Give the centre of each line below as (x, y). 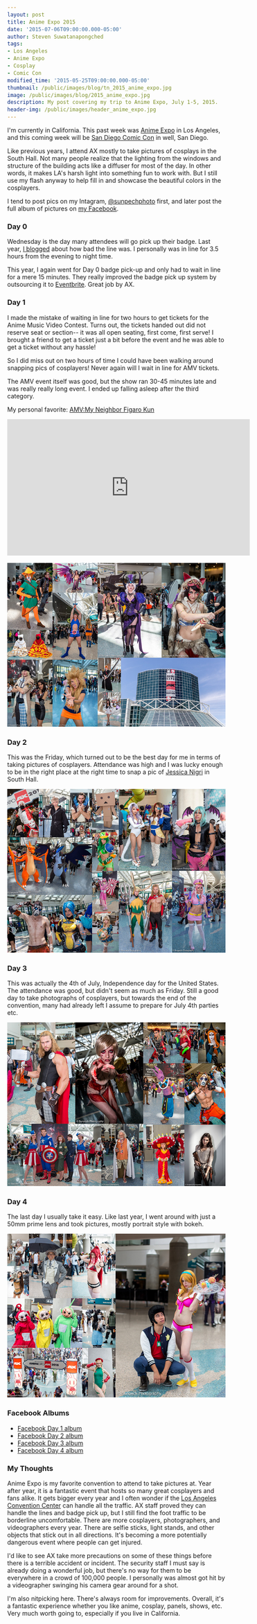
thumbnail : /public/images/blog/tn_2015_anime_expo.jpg (89, 88)
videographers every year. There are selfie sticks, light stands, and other (111, 1528)
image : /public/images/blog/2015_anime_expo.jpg (79, 95)
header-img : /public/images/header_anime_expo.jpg (82, 110)
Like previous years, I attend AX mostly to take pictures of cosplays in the (112, 151)
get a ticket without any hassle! (52, 347)
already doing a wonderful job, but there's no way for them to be (99, 1571)
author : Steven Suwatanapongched (55, 37)
